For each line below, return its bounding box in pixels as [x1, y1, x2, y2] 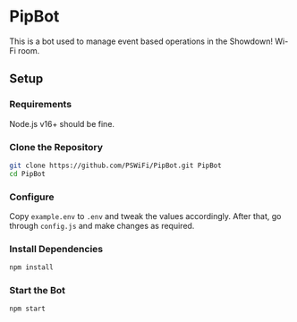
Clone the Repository [9, 140, 104, 153]
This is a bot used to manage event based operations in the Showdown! [9, 36, 274, 47]
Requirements [9, 98, 72, 111]
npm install [9, 263, 54, 272]
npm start [9, 304, 47, 314]
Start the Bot [9, 284, 65, 297]
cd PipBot [9, 169, 47, 178]
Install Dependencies [9, 242, 104, 255]
